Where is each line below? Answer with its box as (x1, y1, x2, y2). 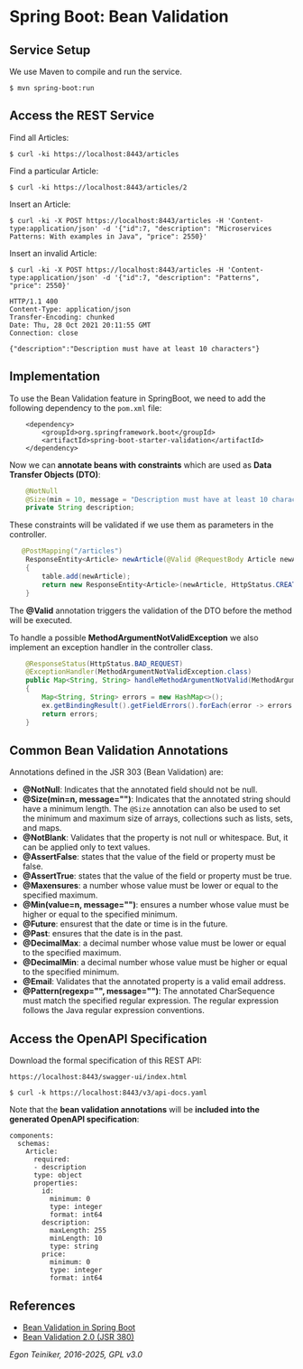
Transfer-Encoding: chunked (9, 312, 115, 321)
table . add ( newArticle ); (41, 572, 131, 581)
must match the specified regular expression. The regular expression (22, 995, 280, 1006)
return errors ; (41, 709, 99, 719)
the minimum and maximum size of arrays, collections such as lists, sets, (22, 813, 293, 824)
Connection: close (9, 328, 78, 338)
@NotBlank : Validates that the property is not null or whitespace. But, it (22, 833, 289, 843)
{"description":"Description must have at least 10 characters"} (9, 344, 260, 353)
